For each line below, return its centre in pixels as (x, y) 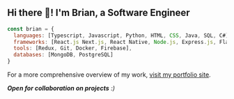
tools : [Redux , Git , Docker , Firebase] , (73, 48)
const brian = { (31, 29)
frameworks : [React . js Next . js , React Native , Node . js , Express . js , (115, 42)
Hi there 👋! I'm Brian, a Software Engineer (99, 13)
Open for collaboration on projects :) (61, 89)
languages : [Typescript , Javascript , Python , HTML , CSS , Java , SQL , (115, 36)
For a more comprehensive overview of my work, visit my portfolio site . (109, 75)
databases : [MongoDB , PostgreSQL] (63, 55)
